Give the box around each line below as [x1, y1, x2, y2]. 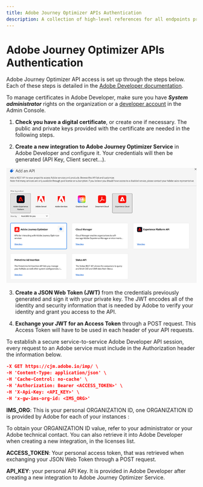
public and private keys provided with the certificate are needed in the [14, 125, 190, 132]
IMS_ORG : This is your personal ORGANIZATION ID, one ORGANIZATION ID [6, 406, 193, 414]
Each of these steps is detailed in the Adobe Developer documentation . [6, 82, 184, 90]
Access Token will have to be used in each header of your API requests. [14, 327, 195, 334]
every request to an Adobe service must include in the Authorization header [6, 345, 195, 352]
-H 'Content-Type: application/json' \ [6, 370, 107, 376]
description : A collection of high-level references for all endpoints [6, 16, 190, 22]
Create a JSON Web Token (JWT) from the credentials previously [14, 289, 179, 296]
